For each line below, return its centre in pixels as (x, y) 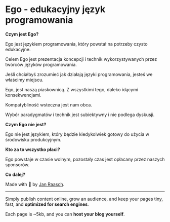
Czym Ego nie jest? (26, 124)
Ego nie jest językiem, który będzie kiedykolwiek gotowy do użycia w (77, 134)
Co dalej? (15, 174)
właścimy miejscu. (25, 80)
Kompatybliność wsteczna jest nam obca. (49, 104)
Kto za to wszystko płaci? (33, 149)
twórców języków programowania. (41, 64)
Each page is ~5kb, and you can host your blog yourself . (65, 214)
